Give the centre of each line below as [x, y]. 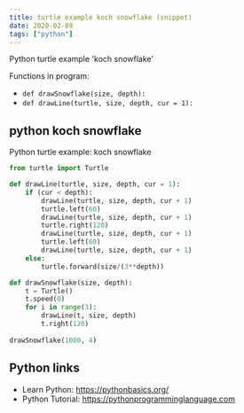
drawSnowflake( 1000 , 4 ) [53, 340]
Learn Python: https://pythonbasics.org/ [95, 389]
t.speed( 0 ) [45, 299]
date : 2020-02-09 [41, 26]
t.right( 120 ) [65, 324]
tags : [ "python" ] [41, 34]
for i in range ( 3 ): [61, 308]
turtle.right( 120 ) [75, 226]
